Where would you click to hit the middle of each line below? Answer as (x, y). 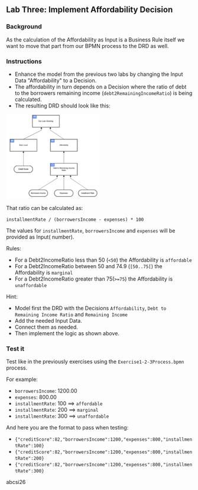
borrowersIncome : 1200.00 (46, 391)
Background (24, 27)
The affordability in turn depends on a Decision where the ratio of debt (100, 87)
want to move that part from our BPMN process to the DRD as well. (87, 46)
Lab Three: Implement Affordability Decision (90, 10)
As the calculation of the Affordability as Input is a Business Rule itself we (95, 39)
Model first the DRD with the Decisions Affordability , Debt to (90, 308)
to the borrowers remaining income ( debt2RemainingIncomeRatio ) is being (103, 93)
